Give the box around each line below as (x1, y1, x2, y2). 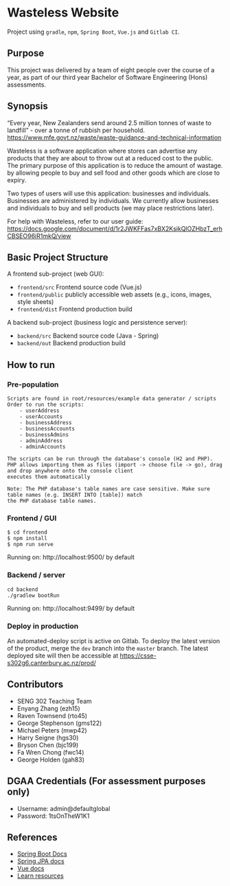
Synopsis (7, 100, 48, 112)
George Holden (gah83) (16, 755, 84, 764)
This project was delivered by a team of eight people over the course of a (7, 65, 215, 74)
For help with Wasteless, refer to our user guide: (7, 217, 143, 225)
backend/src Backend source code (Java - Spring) (16, 332, 159, 340)
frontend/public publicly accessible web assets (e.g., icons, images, (16, 290, 212, 299)
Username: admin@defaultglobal (16, 804, 111, 812)
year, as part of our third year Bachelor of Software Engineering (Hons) (7, 73, 208, 81)
